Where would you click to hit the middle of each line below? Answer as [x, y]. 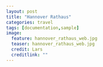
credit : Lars [27, 50]
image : [14, 33]
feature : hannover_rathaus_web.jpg [54, 38]
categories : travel [30, 22]
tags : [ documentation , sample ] [43, 28]
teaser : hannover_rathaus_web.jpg [53, 44]
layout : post [22, 11]
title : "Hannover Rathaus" [39, 17]
